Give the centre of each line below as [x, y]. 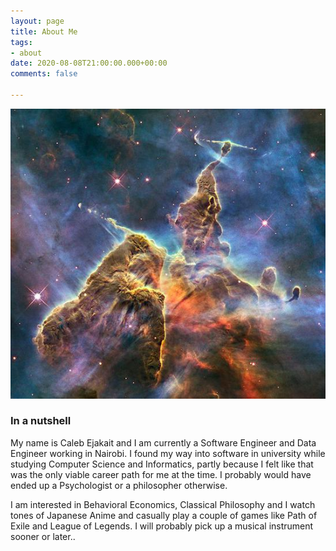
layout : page [37, 21]
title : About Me [44, 31]
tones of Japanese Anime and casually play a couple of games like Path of [164, 515]
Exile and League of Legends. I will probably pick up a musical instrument [162, 526]
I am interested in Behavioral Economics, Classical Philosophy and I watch [163, 504]
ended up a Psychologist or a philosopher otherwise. [119, 485]
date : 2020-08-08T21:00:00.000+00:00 [89, 63]
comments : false [44, 74]
